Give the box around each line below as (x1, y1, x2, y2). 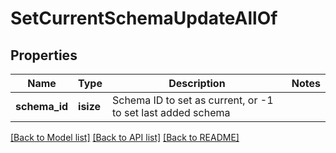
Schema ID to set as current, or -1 (111, 93, 274, 107)
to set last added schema (111, 106, 231, 119)
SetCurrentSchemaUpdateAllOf (10, 7, 278, 30)
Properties (10, 47, 78, 64)
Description (168, 77, 226, 90)
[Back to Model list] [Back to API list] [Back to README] (10, 132, 240, 143)
